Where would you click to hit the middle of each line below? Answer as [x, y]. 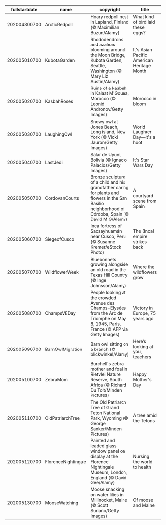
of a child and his [108, 182]
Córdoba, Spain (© [110, 214]
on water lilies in [107, 495]
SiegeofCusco [60, 239]
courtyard [143, 195]
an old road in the [108, 269]
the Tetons [144, 420]
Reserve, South [106, 380]
